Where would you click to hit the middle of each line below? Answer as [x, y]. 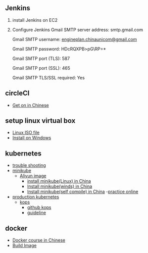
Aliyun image [33, 176]
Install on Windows [32, 138]
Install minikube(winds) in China [60, 186]
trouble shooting [29, 165]
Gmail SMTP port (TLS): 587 [41, 58]
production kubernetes [36, 197]
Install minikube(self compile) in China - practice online [83, 192]
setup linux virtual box [40, 121]
